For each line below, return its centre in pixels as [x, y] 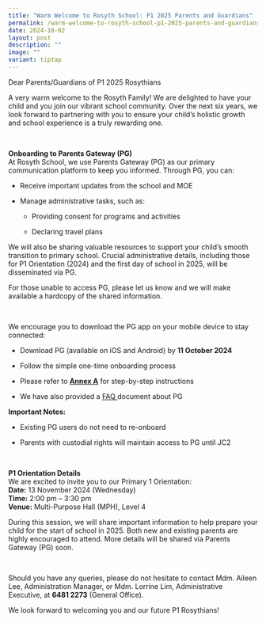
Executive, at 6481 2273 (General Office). [76, 595]
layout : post [30, 38]
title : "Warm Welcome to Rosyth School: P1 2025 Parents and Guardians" [131, 15]
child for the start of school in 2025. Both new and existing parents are [123, 530]
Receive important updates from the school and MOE [106, 185]
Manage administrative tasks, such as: [82, 201]
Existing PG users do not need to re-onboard [93, 427]
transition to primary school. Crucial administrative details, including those [129, 255]
